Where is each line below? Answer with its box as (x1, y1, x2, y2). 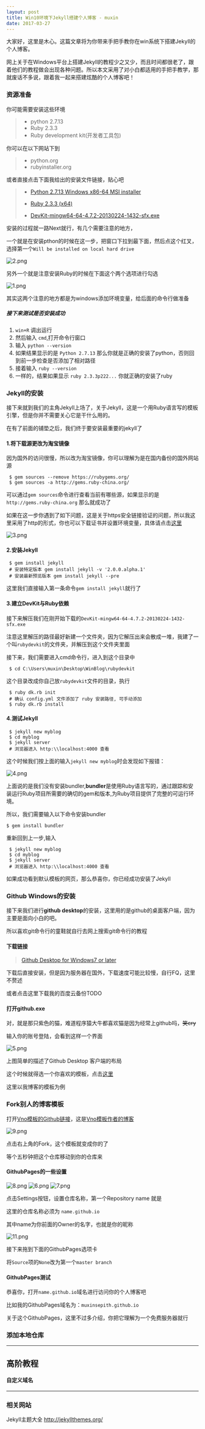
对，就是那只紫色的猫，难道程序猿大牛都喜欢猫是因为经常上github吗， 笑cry (6, 1020, 196, 1027)
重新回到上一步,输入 (6, 834, 57, 841)
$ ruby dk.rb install (9, 701, 64, 707)
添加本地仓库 (6, 1331, 45, 1340)
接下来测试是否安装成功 (6, 310, 65, 317)
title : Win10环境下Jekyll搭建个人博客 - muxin (6, 15, 119, 21)
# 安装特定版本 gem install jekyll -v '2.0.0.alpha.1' (9, 566, 146, 573)
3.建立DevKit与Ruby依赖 (6, 599, 70, 607)
